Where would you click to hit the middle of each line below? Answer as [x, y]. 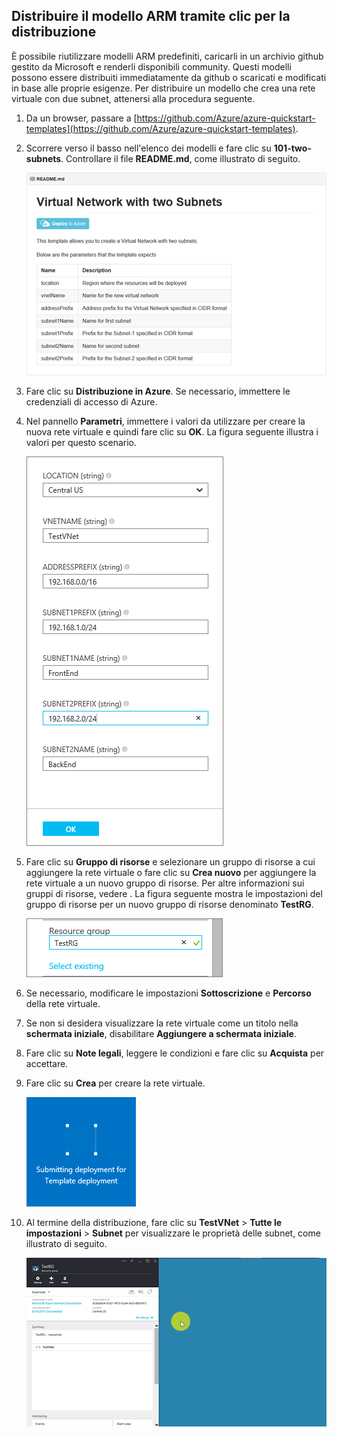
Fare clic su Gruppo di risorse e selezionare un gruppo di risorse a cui [170, 861]
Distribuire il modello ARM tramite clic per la [151, 16]
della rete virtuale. [63, 1003]
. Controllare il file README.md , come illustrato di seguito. [180, 158]
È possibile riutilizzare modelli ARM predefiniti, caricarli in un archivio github [167, 56]
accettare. [47, 1063]
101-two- [292, 148]
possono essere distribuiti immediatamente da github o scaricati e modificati [169, 77]
